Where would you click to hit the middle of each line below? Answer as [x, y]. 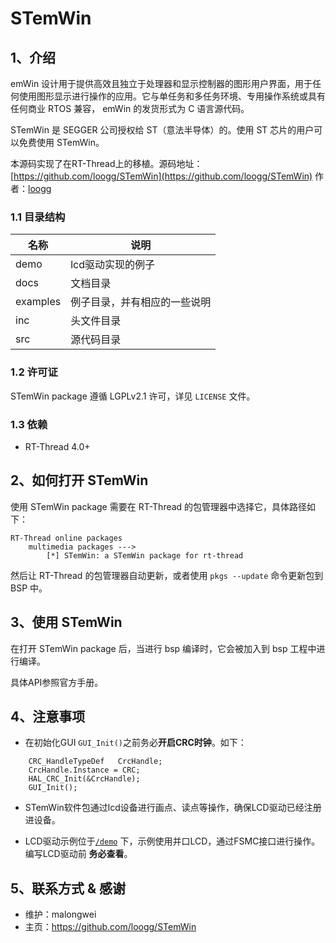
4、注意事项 [48, 716]
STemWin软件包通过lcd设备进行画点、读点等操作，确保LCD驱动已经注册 [173, 808]
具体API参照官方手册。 [57, 682]
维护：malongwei [60, 914]
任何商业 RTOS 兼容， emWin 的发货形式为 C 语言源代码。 [130, 108]
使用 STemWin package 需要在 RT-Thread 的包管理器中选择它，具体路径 [159, 506]
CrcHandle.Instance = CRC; [84, 770]
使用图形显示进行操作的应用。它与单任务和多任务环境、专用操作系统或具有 [172, 96]
